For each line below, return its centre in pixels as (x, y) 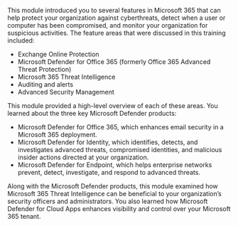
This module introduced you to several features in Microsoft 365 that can (114, 10)
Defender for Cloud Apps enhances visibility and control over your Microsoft (119, 209)
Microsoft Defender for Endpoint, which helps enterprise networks (115, 165)
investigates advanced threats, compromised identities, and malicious (120, 150)
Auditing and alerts (45, 84)
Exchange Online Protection (58, 54)
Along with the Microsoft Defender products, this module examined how (113, 186)
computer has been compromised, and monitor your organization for (108, 25)
